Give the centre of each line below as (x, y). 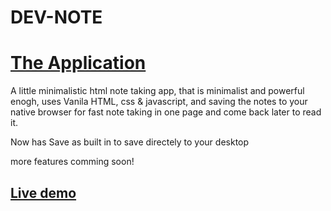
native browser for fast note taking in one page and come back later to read (166, 112)
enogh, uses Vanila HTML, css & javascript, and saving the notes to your (159, 102)
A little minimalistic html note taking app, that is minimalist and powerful (157, 91)
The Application (78, 63)
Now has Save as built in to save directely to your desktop (130, 142)
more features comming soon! (72, 162)
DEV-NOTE (56, 17)
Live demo (43, 192)
